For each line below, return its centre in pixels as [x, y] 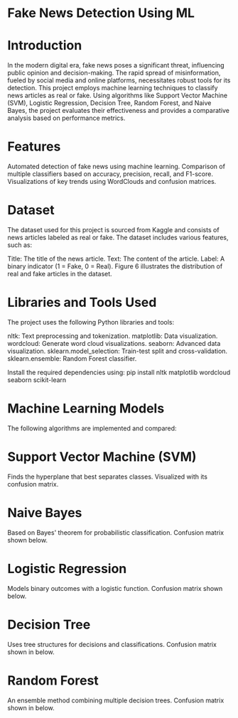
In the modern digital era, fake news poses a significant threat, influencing [116, 65]
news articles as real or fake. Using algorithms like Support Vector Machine [118, 96]
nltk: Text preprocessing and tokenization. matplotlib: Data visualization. [113, 336]
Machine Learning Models [86, 409]
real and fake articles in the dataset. [60, 274]
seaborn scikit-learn [37, 380]
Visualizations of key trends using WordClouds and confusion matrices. [112, 182]
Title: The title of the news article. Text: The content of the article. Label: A [116, 259]
